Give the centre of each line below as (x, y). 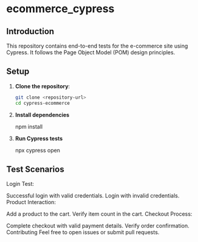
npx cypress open (38, 150)
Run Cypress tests (39, 138)
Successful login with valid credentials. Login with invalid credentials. (93, 196)
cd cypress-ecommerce (42, 103)
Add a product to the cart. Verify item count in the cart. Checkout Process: (99, 214)
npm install (29, 126)
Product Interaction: (31, 202)
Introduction (30, 31)
